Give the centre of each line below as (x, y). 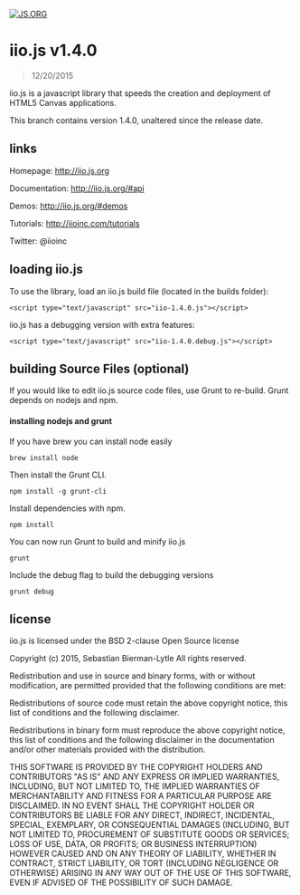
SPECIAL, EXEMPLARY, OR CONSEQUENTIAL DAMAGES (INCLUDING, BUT (150, 825)
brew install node (44, 457)
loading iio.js (46, 269)
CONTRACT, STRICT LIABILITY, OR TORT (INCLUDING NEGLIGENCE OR (144, 863)
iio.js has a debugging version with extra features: (103, 324)
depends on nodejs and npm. (64, 400)
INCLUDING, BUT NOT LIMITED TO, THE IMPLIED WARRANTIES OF (135, 786)
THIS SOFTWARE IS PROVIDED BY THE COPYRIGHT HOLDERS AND (136, 767)
